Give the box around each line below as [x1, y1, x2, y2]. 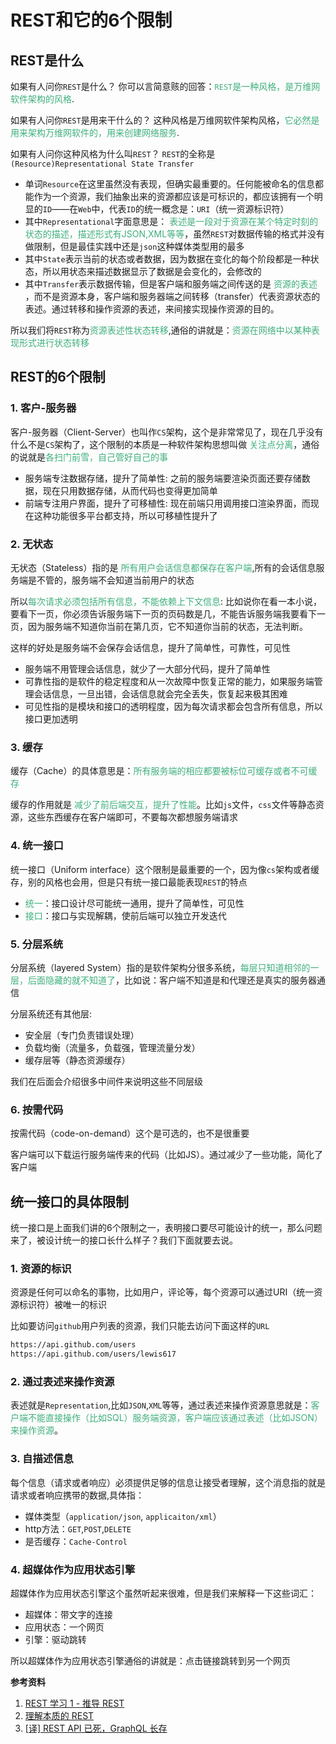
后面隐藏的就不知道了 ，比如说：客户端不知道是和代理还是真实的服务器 [27, 974, 317, 986]
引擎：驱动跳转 [24, 1633, 87, 1645]
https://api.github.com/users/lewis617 [10, 1349, 177, 1360]
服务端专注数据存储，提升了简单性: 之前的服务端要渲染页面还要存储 [24, 472, 302, 484]
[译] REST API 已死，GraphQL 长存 [24, 1722, 168, 1734]
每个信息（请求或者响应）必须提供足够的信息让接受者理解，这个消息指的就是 [10, 1476, 326, 1488]
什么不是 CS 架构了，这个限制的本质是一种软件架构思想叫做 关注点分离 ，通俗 [10, 438, 320, 450]
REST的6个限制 [10, 369, 106, 386]
